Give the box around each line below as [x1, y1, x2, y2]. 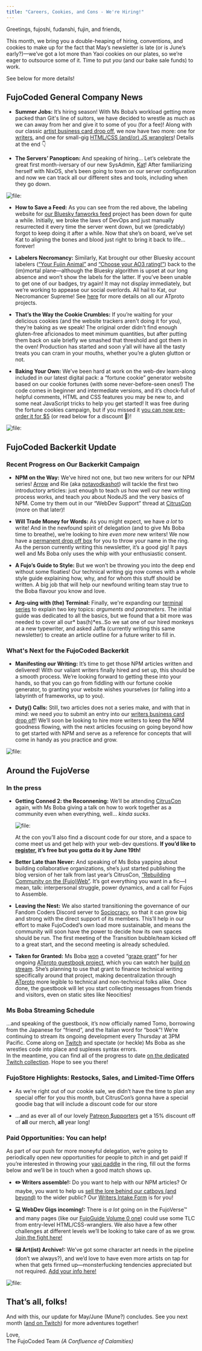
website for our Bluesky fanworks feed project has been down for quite [14, 210, 192, 218]
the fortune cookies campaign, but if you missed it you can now [14, 406, 174, 413]
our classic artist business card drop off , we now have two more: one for [14, 128, 195, 135]
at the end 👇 [14, 140, 46, 148]
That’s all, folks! [6, 1297, 68, 1307]
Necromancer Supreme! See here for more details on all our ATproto [14, 293, 185, 300]
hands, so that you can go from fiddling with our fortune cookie [14, 679, 172, 687]
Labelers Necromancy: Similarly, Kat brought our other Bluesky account [14, 254, 195, 261]
